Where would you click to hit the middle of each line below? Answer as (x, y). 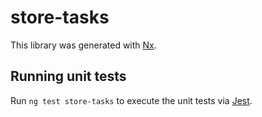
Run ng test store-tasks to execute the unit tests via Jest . (131, 100)
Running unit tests (68, 76)
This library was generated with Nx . (83, 45)
